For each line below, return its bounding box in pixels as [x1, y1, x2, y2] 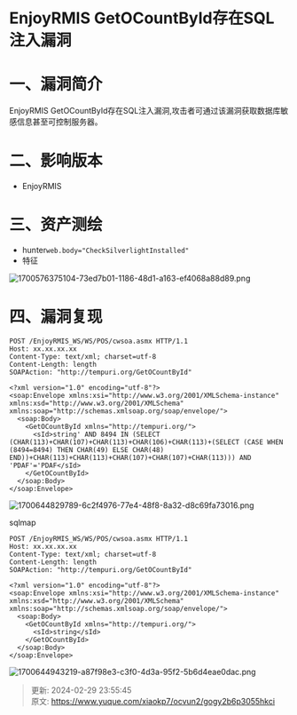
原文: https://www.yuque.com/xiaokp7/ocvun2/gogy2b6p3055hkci [30, 695, 276, 706]
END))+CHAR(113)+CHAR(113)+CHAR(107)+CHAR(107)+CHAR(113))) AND [9, 453, 252, 462]
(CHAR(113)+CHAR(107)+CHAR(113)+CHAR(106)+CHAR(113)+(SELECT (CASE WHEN [9, 437, 284, 447]
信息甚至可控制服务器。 [16, 116, 103, 127]
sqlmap [9, 517, 37, 528]
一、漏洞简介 [9, 75, 104, 94]
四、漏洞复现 [9, 307, 104, 327]
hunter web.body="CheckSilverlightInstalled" [21, 245, 190, 255]
